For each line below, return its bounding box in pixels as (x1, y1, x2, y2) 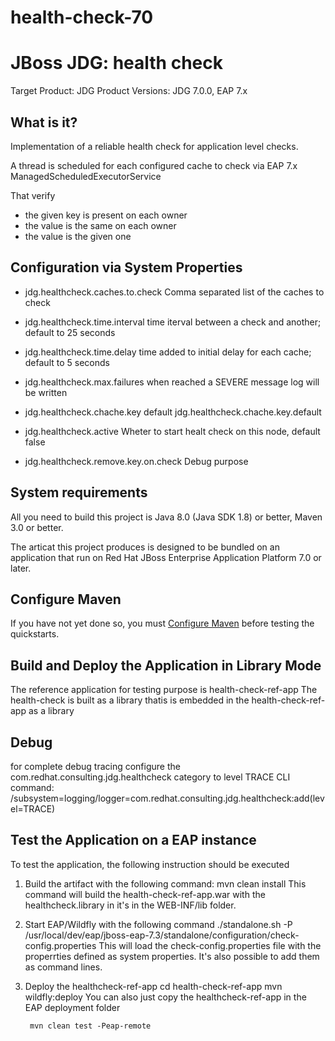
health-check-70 (10, 6, 154, 29)
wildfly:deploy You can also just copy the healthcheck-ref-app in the (24, 991, 307, 1003)
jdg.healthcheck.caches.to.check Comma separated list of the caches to (24, 286, 325, 298)
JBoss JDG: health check (10, 52, 223, 75)
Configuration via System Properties (10, 259, 243, 276)
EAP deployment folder (24, 1001, 121, 1013)
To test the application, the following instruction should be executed (10, 858, 290, 870)
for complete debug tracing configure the (10, 761, 181, 772)
